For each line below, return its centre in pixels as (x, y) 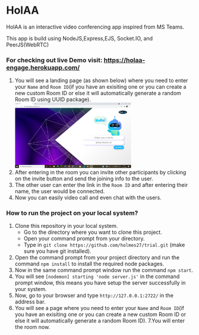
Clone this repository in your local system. (66, 226)
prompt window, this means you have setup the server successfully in (100, 283)
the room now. (32, 327)
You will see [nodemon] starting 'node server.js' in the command (97, 277)
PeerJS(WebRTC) (28, 45)
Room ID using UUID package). (53, 99)
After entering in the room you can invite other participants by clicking (100, 172)
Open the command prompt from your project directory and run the (97, 258)
